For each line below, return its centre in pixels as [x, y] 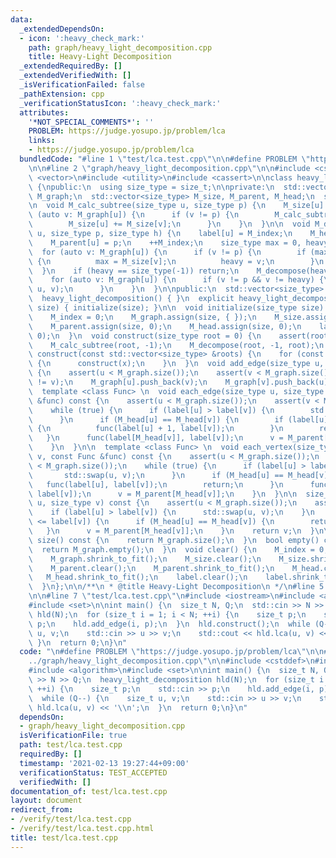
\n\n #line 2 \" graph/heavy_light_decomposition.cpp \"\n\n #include [169, 168]
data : [21, 19]
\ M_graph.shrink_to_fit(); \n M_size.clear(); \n [145, 559]
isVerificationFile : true [73, 736]
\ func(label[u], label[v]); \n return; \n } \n [156, 484]
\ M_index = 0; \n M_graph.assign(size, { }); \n [142, 317]
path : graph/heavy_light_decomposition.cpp [120, 47]
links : [42, 141]
